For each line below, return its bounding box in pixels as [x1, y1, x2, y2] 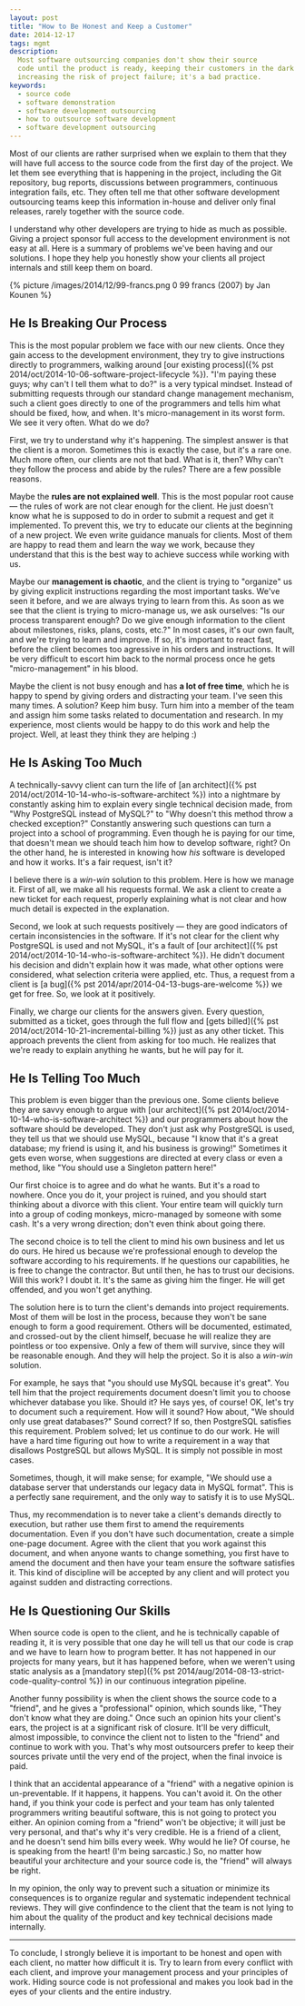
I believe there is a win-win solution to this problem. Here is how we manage [9, 874, 295, 885]
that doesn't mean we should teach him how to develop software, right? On [9, 837, 290, 848]
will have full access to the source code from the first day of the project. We [9, 158, 293, 168]
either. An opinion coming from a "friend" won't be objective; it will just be [9, 1817, 286, 1828]
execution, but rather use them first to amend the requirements [9, 1519, 245, 1530]
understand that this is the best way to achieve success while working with [9, 549, 290, 560]
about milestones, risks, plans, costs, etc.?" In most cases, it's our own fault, [9, 624, 295, 635]
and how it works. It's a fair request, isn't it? [9, 856, 172, 868]
